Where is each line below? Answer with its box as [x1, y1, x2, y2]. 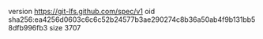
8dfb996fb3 [8, 23, 48, 32]
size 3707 [49, 23, 81, 32]
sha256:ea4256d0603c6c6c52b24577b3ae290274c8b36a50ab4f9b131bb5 [8, 15, 256, 24]
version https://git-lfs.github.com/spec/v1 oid [8, 7, 156, 16]
